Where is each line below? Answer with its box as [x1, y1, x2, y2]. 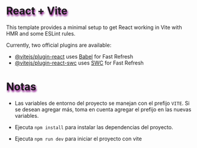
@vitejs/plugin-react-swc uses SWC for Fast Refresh [14, 59, 144, 66]
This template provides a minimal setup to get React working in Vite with [6, 24, 182, 31]
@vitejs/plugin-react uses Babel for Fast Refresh [14, 53, 134, 60]
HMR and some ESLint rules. [6, 30, 76, 37]
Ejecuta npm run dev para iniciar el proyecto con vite [14, 135, 142, 142]
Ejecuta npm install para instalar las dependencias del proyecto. [14, 123, 173, 131]
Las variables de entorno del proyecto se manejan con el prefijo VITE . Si [14, 99, 190, 107]
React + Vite [6, 4, 68, 18]
